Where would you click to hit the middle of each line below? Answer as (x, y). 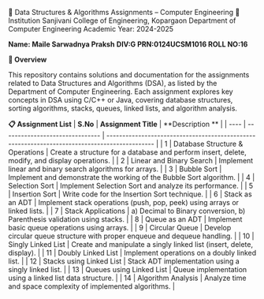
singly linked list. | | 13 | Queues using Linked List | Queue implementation (128, 269)
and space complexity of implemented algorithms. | (92, 286)
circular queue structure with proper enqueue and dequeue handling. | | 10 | (131, 236)
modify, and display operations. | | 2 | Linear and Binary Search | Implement (131, 161)
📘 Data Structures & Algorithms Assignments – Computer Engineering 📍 (124, 12)
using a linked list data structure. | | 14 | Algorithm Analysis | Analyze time (127, 278)
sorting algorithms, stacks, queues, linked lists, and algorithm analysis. (123, 108)
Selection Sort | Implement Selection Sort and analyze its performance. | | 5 (131, 186)
